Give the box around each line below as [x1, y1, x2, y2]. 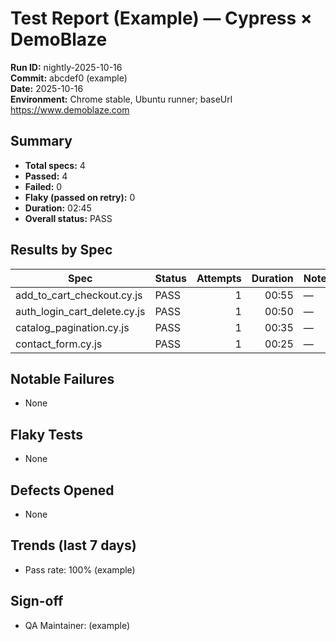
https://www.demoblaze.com [10, 103, 130, 116]
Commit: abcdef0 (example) [10, 72, 128, 84]
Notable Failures [10, 370, 115, 387]
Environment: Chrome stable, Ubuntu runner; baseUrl [10, 93, 233, 105]
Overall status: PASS [24, 212, 113, 224]
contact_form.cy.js [15, 337, 103, 351]
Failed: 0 [24, 180, 63, 192]
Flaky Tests [10, 426, 84, 443]
